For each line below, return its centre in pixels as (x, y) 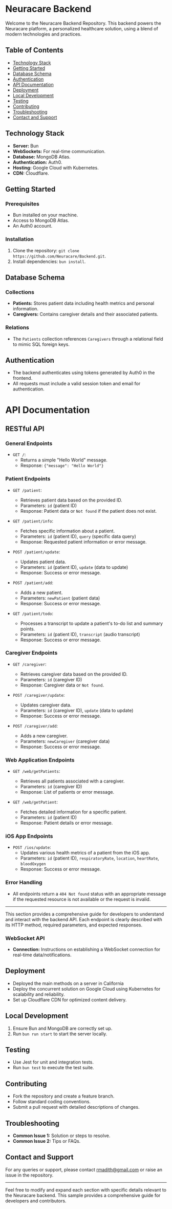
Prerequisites (22, 203)
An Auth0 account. (33, 226)
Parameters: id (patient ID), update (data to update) (74, 567)
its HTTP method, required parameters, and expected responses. (74, 925)
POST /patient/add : (33, 582)
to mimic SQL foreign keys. (41, 344)
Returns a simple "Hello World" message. (64, 460)
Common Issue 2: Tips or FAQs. (47, 1141)
